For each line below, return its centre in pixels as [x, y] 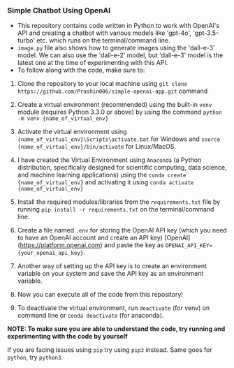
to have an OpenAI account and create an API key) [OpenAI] [104, 238]
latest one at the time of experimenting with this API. [93, 63]
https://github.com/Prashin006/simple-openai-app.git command [112, 91]
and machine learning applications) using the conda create [102, 175]
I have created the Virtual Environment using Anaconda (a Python [109, 160]
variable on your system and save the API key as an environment [110, 274]
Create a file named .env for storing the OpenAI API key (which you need [122, 230]
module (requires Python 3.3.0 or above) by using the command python [119, 112]
